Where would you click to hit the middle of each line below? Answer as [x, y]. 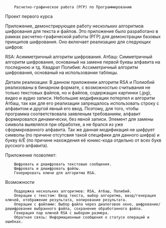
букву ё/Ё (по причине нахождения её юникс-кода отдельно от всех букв [83, 140]
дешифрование [19, 209]
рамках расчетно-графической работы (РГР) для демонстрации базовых [83, 37]
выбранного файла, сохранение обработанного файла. [88, 209]
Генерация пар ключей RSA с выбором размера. [62, 213]
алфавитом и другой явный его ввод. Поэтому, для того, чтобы [72, 109]
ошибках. [14, 222]
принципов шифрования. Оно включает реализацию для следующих [78, 42]
